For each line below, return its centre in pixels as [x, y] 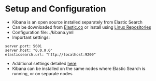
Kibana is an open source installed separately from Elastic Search [77, 22]
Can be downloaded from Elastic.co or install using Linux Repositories [81, 27]
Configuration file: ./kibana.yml [43, 32]
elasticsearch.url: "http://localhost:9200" [50, 54]
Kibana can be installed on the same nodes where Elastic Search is [79, 69]
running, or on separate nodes [42, 73]
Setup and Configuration [56, 9]
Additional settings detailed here [44, 63]
